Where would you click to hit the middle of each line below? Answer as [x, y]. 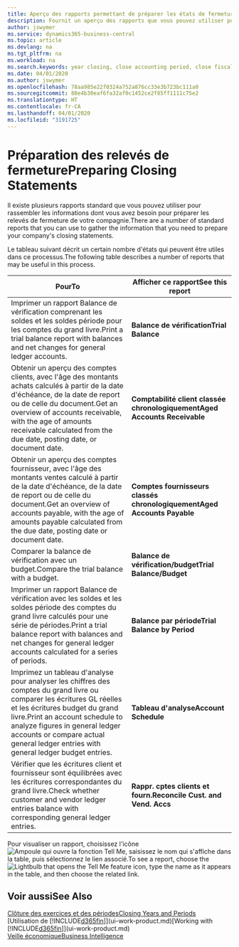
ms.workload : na [31, 61]
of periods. [29, 661]
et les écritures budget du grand [65, 708]
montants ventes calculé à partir [65, 477]
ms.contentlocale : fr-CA [44, 107]
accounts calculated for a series [64, 652]
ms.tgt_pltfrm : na [34, 54]
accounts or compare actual [58, 734]
